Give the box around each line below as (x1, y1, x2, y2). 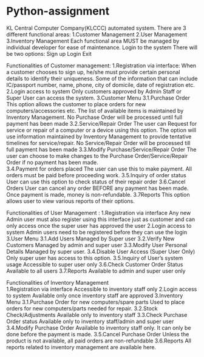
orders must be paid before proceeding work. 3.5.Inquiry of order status (6, 171, 186, 178)
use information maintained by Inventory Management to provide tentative (6, 132, 192, 140)
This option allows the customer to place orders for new (6, 100, 146, 107)
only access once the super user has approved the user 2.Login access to (6, 222, 192, 229)
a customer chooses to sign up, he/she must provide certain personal (6, 68, 180, 75)
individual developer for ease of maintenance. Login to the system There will (6, 44, 198, 51)
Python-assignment (6, 4, 110, 18)
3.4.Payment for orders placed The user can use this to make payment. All (6, 165, 192, 172)
